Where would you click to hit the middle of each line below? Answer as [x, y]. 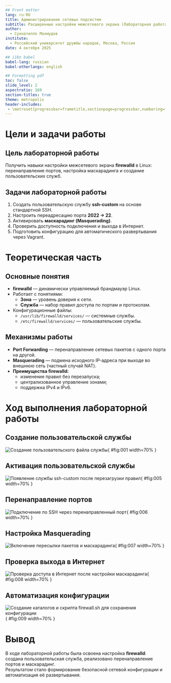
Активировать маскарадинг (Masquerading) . [62, 221]
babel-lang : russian [27, 62]
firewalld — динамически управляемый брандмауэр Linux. [77, 289]
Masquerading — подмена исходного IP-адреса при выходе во [81, 360]
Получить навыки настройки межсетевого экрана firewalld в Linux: [79, 165]
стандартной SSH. [32, 210]
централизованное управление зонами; [64, 382]
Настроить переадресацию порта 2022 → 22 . [63, 215]
